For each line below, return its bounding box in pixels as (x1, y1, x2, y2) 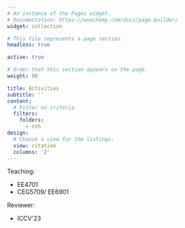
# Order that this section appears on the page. (7, 66, 148, 73)
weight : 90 (7, 73, 38, 79)
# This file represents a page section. (7, 35, 124, 42)
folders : (19, 117, 44, 124)
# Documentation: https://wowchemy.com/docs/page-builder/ (7, 16, 179, 23)
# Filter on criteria (13, 104, 75, 111)
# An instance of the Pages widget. (7, 10, 111, 17)
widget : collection (7, 23, 63, 29)
